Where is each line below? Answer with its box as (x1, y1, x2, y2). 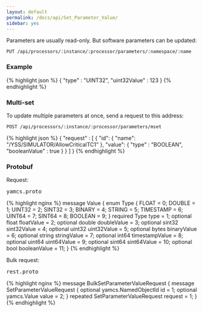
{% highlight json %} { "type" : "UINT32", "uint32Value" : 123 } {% (6, 77, 171, 84)
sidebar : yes (6, 20, 40, 26)
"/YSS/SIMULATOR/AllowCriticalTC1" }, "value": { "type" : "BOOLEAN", (6, 140, 184, 148)
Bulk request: (6, 257, 40, 264)
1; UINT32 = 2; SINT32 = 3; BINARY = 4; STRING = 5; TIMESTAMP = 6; (6, 206, 184, 213)
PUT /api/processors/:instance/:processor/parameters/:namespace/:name (6, 49, 191, 55)
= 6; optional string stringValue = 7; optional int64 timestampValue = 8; (6, 232, 184, 239)
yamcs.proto (6, 188, 42, 195)
